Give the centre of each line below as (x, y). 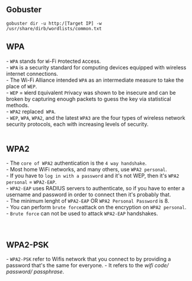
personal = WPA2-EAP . (31, 182)
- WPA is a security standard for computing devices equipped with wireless (96, 67)
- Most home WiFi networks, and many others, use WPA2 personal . (87, 170)
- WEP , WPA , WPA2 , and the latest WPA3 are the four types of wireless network (96, 117)
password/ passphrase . (35, 272)
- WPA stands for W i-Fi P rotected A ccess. (54, 61)
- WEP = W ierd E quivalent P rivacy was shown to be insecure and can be (91, 92)
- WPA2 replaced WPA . (31, 111)
